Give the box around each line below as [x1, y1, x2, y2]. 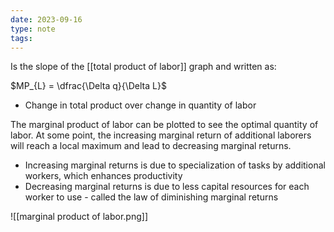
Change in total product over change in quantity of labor [24, 99, 257, 111]
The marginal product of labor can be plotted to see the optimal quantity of [10, 119, 319, 131]
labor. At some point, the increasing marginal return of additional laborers [10, 129, 312, 141]
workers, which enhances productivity [24, 170, 183, 182]
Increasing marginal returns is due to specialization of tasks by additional [24, 159, 326, 171]
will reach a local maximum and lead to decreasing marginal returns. [10, 140, 292, 152]
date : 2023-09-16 [10, 14, 83, 25]
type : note [10, 24, 56, 34]
